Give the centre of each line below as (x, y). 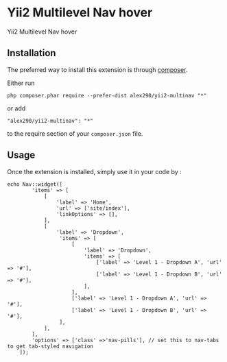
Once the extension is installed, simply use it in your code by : (94, 171)
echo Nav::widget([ (35, 184)
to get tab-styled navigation (50, 346)
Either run (21, 83)
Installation (32, 53)
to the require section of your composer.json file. (75, 133)
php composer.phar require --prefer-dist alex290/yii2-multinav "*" (107, 95)
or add (16, 108)
